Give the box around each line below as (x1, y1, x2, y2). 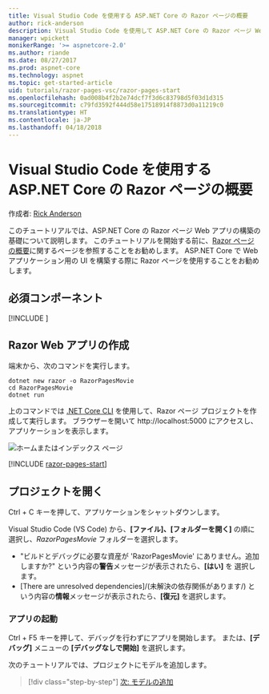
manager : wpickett (8, 34, 70, 42)
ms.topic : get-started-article (8, 79, 113, 87)
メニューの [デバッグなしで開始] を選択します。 (34, 643, 190, 653)
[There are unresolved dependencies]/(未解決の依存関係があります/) (19, 582, 247, 591)
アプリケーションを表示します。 (8, 426, 114, 436)
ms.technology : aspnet (8, 71, 84, 79)
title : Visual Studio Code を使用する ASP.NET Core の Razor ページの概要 (8, 11, 248, 20)
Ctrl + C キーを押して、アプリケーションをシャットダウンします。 (8, 507, 224, 517)
